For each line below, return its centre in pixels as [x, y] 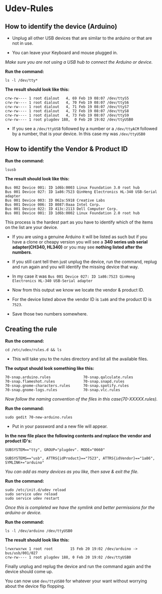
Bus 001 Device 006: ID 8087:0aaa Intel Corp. [53, 205]
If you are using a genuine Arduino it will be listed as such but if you [80, 237]
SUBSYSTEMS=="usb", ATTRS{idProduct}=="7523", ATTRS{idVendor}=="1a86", [80, 458]
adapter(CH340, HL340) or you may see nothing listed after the [77, 247]
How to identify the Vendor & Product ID [66, 149]
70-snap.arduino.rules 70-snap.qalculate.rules [69, 377]
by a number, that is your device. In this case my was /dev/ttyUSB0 [79, 134]
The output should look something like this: [50, 368]
